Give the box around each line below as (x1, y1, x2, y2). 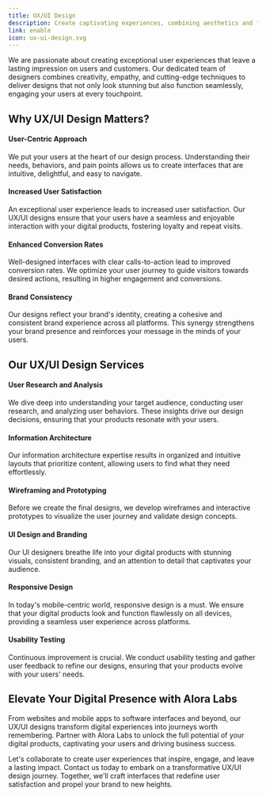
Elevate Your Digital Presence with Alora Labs (8, 692, 237, 706)
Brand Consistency (8, 292, 73, 301)
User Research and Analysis (8, 380, 104, 389)
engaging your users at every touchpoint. (8, 89, 143, 99)
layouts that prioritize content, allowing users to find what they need (8, 459, 230, 469)
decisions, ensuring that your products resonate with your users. (8, 415, 219, 424)
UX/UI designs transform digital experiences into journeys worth (8, 722, 218, 731)
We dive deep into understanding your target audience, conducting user (8, 398, 244, 408)
